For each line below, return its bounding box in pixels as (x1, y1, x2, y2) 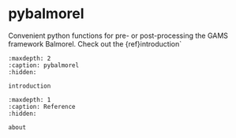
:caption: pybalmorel (8, 61, 80, 69)
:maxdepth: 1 (8, 95, 51, 103)
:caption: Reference (8, 103, 77, 110)
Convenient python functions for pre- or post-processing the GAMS (8, 31, 229, 40)
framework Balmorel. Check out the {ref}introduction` (8, 39, 182, 48)
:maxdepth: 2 (8, 54, 51, 62)
